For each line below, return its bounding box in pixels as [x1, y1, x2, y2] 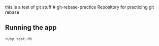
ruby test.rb [5, 36, 32, 41]
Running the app [5, 23, 57, 32]
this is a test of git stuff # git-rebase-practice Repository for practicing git [5, 4, 154, 10]
